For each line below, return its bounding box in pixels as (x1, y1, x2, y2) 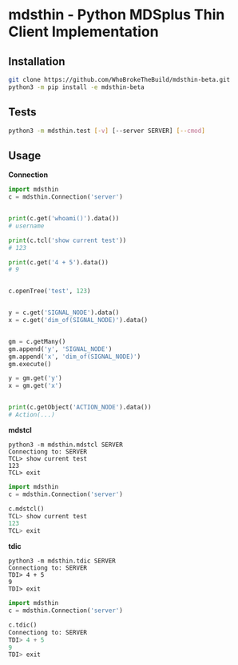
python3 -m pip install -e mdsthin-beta (8, 83, 145, 91)
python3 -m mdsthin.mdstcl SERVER (8, 441, 124, 449)
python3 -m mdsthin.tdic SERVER (8, 557, 116, 566)
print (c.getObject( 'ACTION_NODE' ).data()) (8, 403, 152, 412)
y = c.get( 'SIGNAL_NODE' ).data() (8, 308, 120, 317)
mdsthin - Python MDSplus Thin (8, 6, 225, 24)
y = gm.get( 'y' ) (8, 374, 62, 382)
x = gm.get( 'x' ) (8, 382, 62, 390)
